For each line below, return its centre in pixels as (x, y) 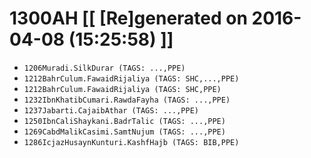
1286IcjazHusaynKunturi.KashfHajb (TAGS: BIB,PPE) (131, 142)
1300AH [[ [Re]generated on (128, 18)
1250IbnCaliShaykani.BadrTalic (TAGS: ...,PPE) (124, 121)
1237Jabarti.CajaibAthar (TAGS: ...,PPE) (111, 110)
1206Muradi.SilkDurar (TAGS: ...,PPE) (104, 68)
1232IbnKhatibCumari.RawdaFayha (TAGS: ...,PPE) (127, 100)
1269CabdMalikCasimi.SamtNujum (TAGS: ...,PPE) (124, 132)
